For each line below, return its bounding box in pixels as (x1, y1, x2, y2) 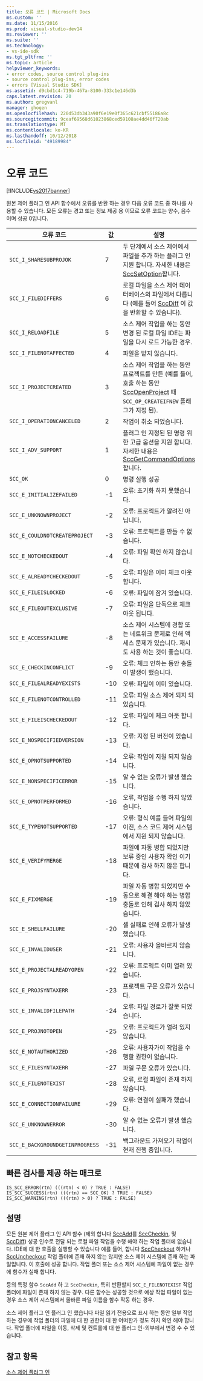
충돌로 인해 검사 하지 (123, 900, 178, 908)
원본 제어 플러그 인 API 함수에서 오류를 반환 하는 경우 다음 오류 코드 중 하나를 (6, 199, 187, 207)
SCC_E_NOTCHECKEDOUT (9, 552, 68, 560)
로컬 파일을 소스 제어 (123, 281, 178, 289)
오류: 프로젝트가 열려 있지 (123, 1023, 191, 1031)
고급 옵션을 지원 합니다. (129, 438, 192, 446)
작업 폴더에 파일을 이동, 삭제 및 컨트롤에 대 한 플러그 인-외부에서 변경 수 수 (14, 1324, 188, 1331)
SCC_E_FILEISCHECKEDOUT (9, 716, 78, 723)
